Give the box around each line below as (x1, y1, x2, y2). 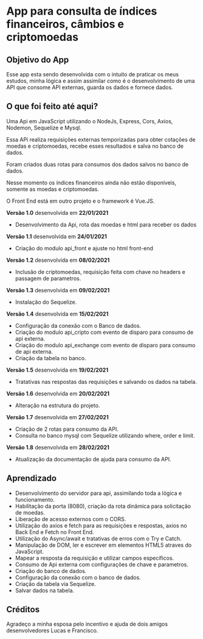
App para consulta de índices (6, 4, 157, 18)
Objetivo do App (6, 54, 69, 65)
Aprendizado (6, 473, 57, 483)
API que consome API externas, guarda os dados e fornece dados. (6, 84, 173, 91)
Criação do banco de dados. (15, 567, 87, 574)
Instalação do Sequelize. (15, 298, 77, 306)
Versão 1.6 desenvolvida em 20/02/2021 (6, 389, 110, 397)
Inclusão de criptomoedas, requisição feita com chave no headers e (15, 268, 185, 275)
